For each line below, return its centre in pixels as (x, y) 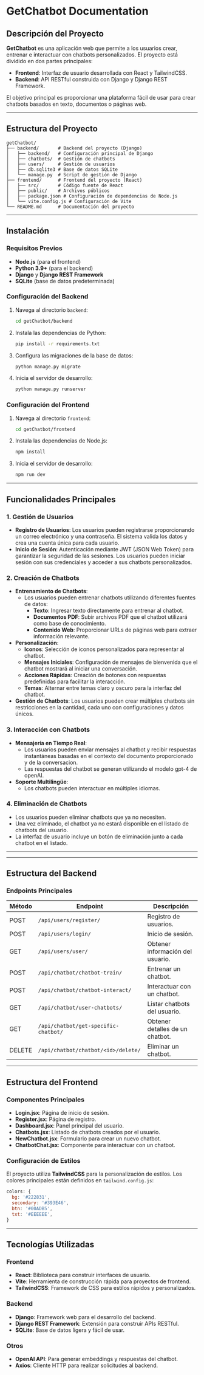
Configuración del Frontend (48, 405)
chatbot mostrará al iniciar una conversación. (81, 669)
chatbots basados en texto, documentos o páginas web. (76, 104)
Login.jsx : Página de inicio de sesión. (62, 1113)
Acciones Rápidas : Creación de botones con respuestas (95, 675)
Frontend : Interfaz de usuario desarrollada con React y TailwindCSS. (101, 73)
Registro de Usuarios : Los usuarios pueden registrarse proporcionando (105, 529)
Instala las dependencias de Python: (60, 333)
